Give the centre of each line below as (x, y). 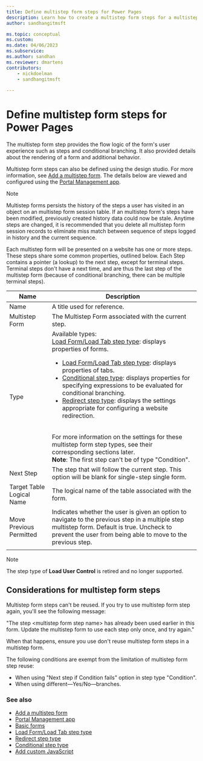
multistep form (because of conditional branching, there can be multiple (96, 275)
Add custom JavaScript (44, 751)
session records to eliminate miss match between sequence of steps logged (101, 231)
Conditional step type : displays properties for (126, 378)
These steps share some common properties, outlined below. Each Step (96, 256)
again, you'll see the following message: (56, 611)
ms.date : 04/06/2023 (32, 45)
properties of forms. (80, 349)
